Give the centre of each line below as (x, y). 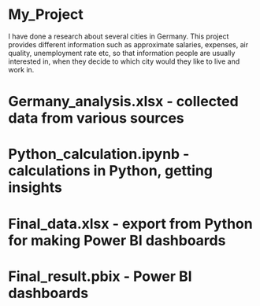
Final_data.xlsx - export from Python (131, 224)
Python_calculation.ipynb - (99, 154)
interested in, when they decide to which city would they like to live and (124, 61)
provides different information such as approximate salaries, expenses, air (128, 44)
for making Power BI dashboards (117, 240)
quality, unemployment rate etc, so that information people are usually (122, 53)
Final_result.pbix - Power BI (100, 276)
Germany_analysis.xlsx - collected (123, 102)
